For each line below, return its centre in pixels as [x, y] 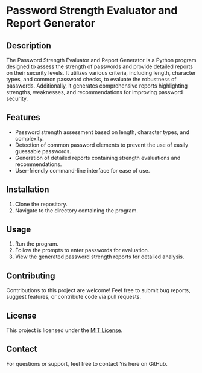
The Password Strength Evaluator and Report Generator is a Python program [101, 60]
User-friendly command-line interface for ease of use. [82, 170]
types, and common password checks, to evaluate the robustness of [91, 79]
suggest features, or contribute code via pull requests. [74, 297]
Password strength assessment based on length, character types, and [102, 132]
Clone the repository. [41, 204]
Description [29, 46]
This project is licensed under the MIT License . [65, 330]
